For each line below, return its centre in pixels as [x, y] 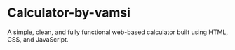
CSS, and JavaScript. [38, 39]
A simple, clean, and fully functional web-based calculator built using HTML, [118, 32]
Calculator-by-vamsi [69, 13]
